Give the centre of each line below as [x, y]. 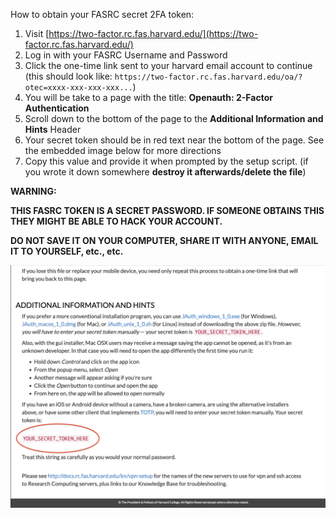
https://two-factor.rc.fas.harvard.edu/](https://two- [153, 33]
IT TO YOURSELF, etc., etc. [67, 251]
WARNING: [33, 191]
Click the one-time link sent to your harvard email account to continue [168, 65]
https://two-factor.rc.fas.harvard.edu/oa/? [208, 77]
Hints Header [53, 129]
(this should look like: [68, 76]
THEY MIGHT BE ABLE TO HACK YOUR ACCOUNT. [116, 221]
